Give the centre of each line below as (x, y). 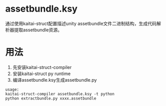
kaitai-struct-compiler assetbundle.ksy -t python (60, 94)
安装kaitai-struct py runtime (42, 74)
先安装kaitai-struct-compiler (42, 67)
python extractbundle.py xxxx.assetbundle (51, 98)
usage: (12, 89)
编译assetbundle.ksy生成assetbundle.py (55, 80)
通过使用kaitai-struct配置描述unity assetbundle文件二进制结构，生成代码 (81, 23)
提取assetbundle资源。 (38, 30)
